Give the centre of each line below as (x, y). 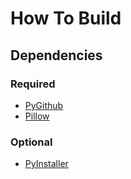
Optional (31, 142)
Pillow (37, 116)
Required (33, 84)
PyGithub (44, 105)
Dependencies (56, 55)
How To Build (66, 18)
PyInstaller (46, 164)
